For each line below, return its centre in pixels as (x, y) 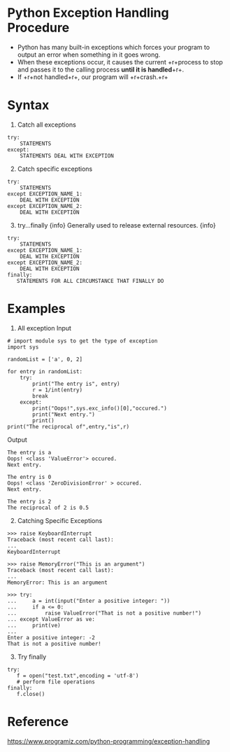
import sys (23, 347)
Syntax (28, 105)
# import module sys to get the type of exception (82, 341)
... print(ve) (34, 625)
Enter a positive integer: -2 (51, 638)
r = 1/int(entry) (57, 390)
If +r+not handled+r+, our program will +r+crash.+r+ (93, 77)
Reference (38, 722)
